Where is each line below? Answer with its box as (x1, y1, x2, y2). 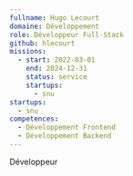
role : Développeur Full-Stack (9, 30, 125, 39)
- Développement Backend (17, 132, 112, 141)
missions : (9, 47, 47, 56)
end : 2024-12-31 (26, 64, 88, 73)
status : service (26, 73, 88, 82)
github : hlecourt (9, 38, 76, 48)
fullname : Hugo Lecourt (9, 13, 100, 23)
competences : (9, 114, 59, 123)
